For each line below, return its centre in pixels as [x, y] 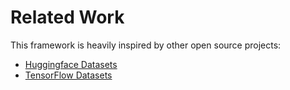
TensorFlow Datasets [68, 75]
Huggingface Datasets [71, 64]
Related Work [67, 17]
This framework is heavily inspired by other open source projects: [146, 45]
